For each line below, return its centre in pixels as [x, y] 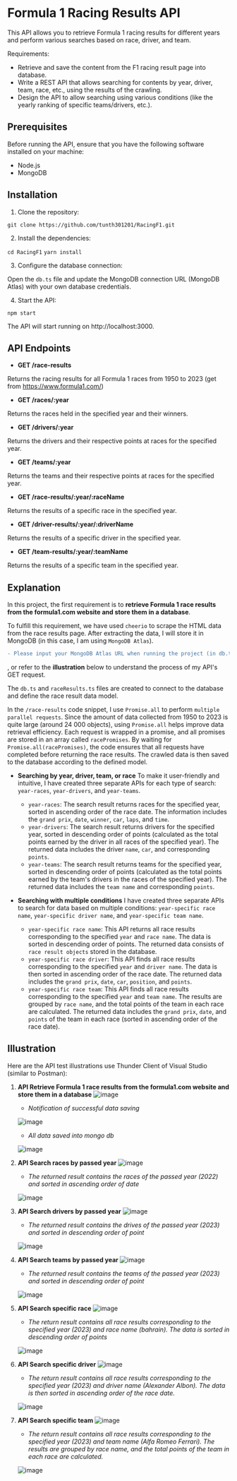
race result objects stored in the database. [92, 952]
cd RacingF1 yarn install [45, 252]
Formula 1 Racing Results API [94, 13]
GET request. [26, 675]
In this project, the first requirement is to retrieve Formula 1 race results [112, 605]
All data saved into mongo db [71, 1135]
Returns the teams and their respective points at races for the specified [111, 476]
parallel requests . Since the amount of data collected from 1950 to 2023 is [118, 717]
